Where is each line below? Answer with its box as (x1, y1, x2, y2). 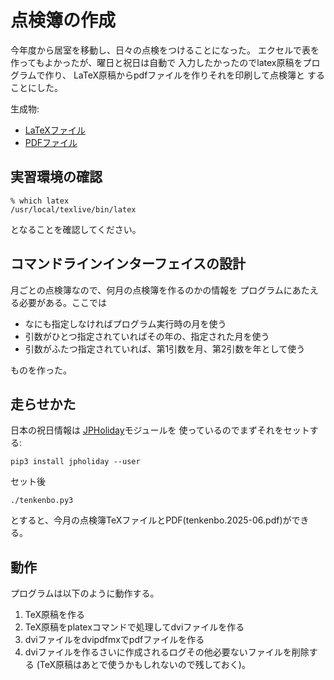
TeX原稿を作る (24, 609, 86, 621)
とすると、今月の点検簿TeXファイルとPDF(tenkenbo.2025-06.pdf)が (10, 514, 292, 526)
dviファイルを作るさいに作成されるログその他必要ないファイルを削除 (24, 646, 310, 658)
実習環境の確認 (10, 169, 103, 186)
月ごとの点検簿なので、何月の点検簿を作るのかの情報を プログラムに (10, 284, 293, 296)
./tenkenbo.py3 (10, 496, 74, 506)
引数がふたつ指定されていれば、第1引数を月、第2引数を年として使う (24, 342, 306, 355)
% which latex (10, 196, 70, 206)
